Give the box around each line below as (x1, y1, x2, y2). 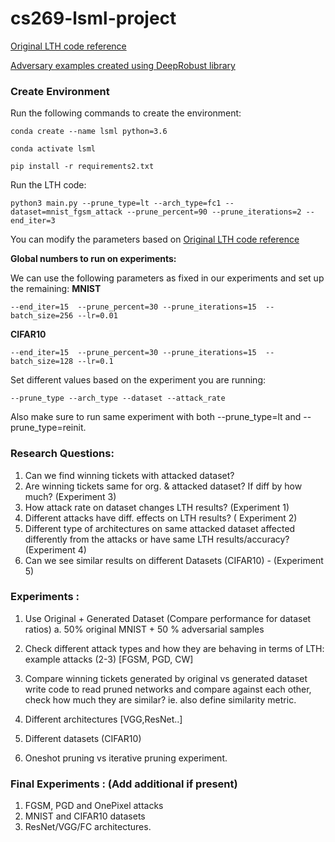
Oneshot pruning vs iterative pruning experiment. (24, 752, 228, 764)
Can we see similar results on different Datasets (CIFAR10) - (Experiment (24, 554, 324, 566)
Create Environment (10, 84, 110, 98)
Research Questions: (10, 447, 115, 461)
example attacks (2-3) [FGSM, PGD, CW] (24, 653, 194, 665)
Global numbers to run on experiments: (10, 253, 177, 265)
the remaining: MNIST (10, 283, 102, 295)
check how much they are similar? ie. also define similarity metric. (24, 693, 297, 706)
